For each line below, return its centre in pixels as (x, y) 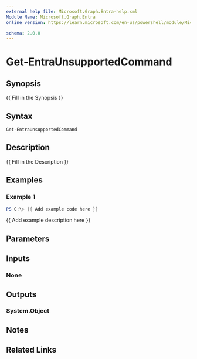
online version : (26, 22)
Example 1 (21, 197)
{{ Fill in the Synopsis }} (35, 98)
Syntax (19, 116)
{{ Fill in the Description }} (38, 161)
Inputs (18, 259)
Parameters (28, 238)
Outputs (21, 294)
